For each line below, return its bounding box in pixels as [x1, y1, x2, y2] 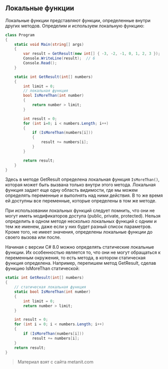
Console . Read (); [23, 60, 57, 66]
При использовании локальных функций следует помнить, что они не [5, 207, 155, 213]
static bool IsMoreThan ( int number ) [14, 289, 91, 294]
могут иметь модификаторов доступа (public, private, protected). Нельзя [5, 213, 160, 219]
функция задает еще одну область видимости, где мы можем [5, 187, 138, 193]
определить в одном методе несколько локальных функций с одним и [5, 218, 157, 225]
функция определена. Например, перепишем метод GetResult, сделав [5, 260, 156, 266]
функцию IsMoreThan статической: [5, 265, 80, 271]
